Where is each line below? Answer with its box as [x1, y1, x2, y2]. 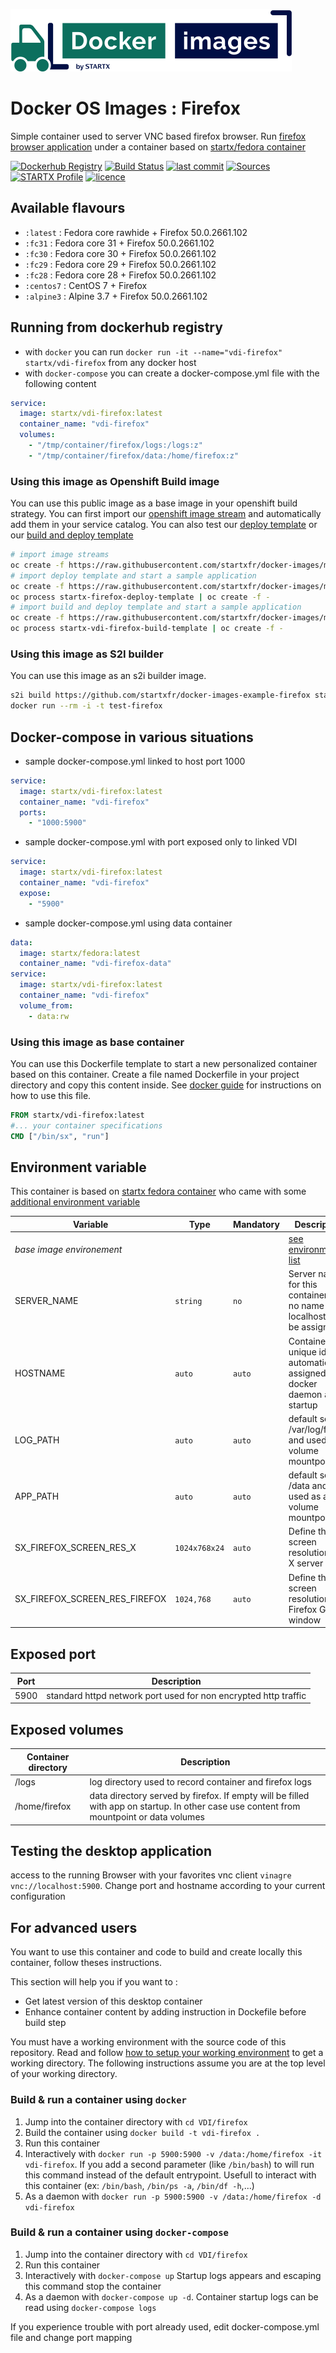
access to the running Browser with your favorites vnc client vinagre [10, 1869, 292, 1881]
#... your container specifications [10, 1120, 163, 1131]
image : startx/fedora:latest [19, 948, 141, 958]
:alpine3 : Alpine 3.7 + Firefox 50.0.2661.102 [24, 290, 208, 302]
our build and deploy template [10, 529, 134, 541]
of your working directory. [10, 2068, 118, 2080]
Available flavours [10, 200, 126, 217]
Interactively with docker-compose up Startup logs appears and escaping [24, 2269, 322, 2281]
